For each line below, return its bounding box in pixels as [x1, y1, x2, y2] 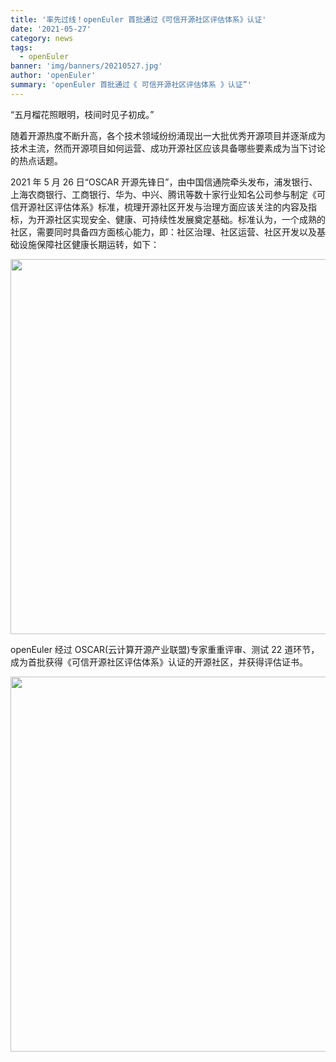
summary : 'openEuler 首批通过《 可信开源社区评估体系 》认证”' [10, 80, 252, 90]
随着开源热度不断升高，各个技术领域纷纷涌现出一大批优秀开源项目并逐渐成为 [10, 129, 326, 141]
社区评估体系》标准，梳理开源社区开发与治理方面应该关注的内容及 [36, 201, 308, 213]
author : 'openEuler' [10, 71, 97, 81]
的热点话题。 [10, 154, 63, 166]
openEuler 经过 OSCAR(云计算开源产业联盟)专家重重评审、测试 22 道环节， [10, 643, 320, 655]
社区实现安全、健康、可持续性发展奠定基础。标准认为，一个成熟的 [53, 213, 326, 225]
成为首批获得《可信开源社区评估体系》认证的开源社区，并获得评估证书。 [10, 656, 308, 668]
